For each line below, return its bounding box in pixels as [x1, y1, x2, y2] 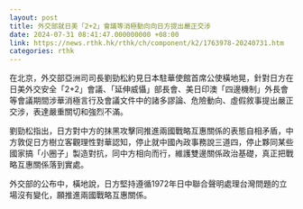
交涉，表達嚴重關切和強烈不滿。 [9, 106, 128, 117]
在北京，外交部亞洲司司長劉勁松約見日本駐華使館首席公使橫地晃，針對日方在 [9, 73, 294, 84]
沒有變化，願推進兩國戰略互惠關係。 [16, 190, 151, 201]
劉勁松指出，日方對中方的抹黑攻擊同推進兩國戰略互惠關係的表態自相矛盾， [9, 125, 286, 136]
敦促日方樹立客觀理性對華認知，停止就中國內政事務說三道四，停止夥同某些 [16, 137, 294, 148]
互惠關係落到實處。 [16, 159, 88, 170]
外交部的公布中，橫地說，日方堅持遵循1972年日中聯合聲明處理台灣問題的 [9, 178, 280, 189]
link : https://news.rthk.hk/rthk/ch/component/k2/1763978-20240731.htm [9, 38, 284, 48]
